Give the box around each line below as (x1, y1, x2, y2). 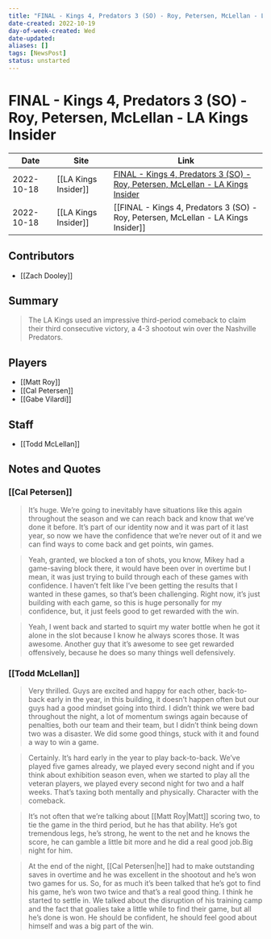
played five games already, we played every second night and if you (27, 762, 255, 771)
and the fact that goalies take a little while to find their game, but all (27, 904, 252, 914)
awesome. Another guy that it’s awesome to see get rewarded (27, 638, 235, 649)
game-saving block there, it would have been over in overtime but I (27, 563, 252, 573)
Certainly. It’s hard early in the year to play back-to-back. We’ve (27, 753, 240, 762)
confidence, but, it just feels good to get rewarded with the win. (27, 606, 240, 616)
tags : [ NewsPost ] (8, 49, 67, 57)
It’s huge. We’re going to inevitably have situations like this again (27, 505, 242, 514)
